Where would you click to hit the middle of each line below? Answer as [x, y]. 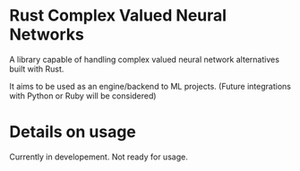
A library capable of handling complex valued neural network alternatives [145, 59]
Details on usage [73, 132]
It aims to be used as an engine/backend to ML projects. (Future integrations [150, 86]
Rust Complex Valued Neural [118, 16]
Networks [47, 34]
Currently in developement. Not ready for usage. [99, 157]
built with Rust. [37, 69]
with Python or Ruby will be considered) [83, 96]
